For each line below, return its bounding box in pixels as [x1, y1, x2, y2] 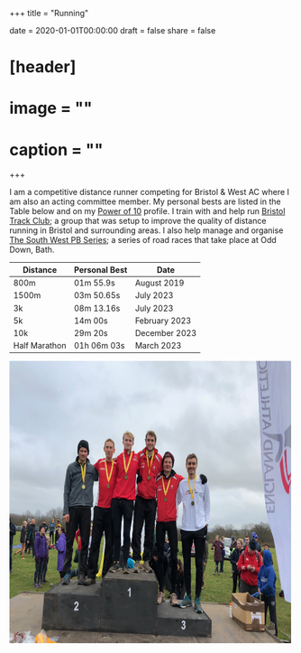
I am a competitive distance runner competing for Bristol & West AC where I [9, 187, 290, 198]
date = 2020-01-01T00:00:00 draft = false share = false [9, 25, 216, 35]
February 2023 [134, 315, 192, 326]
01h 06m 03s [73, 340, 125, 351]
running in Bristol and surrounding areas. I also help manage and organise [9, 225, 284, 236]
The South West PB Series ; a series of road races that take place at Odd [9, 235, 277, 246]
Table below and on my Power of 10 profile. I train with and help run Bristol [9, 206, 286, 217]
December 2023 [134, 328, 196, 339]
